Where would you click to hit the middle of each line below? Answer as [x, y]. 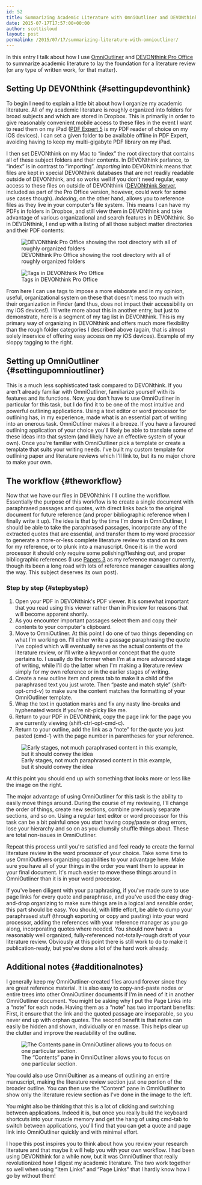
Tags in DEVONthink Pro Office [60, 279]
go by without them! [31, 1175]
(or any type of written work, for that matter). [62, 70]
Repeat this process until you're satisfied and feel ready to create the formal [100, 846]
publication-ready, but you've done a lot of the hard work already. [88, 948]
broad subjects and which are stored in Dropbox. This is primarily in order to [101, 116]
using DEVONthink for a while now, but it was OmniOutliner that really [92, 1156]
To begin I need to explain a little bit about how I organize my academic [94, 103]
